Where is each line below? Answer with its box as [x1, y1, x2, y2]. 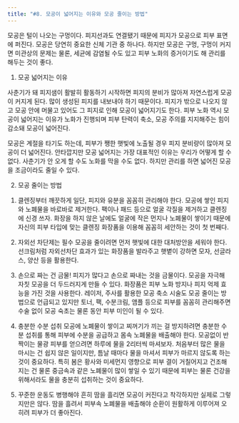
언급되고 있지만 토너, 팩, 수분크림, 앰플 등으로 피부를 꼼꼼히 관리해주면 [36, 297, 231, 306]
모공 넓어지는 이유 [17, 73, 68, 81]
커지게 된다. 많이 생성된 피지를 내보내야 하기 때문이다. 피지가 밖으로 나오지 [14, 97, 220, 106]
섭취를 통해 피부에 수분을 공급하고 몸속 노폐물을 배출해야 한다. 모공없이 [25, 330, 222, 339]
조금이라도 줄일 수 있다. [14, 165, 80, 174]
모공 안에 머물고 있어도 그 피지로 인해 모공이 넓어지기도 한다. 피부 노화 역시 [14, 106, 223, 114]
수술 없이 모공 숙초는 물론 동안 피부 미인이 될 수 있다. [17, 306, 164, 315]
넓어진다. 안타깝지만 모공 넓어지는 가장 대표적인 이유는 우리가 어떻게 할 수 [28, 148, 232, 156]
